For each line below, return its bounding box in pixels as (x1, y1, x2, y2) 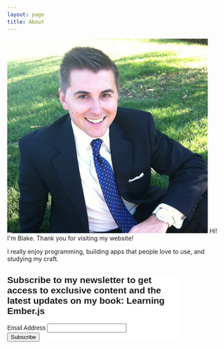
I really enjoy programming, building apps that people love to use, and (7, 247, 205, 255)
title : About (7, 18, 45, 25)
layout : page (7, 11, 45, 18)
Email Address (7, 324, 46, 332)
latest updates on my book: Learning (7, 295, 165, 306)
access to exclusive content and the (7, 284, 161, 295)
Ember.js (7, 305, 45, 316)
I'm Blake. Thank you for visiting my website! (7, 234, 134, 242)
